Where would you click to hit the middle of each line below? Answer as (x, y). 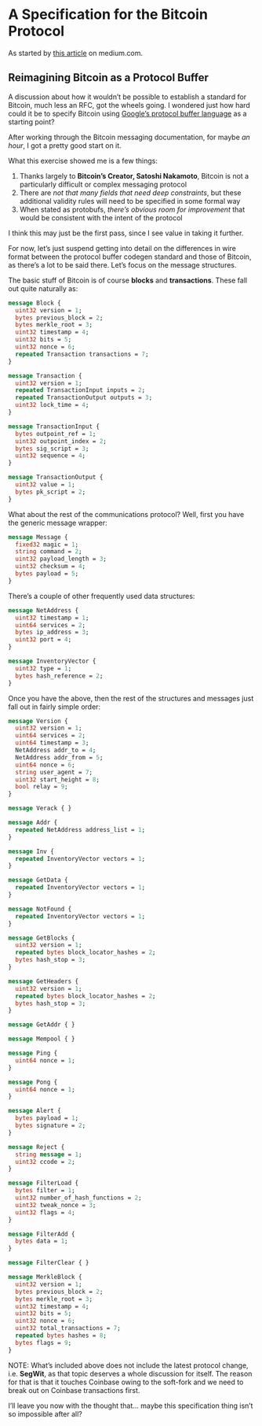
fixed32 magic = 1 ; (47, 545)
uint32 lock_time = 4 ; (52, 405)
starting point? (31, 122)
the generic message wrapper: (58, 523)
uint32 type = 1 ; (44, 668)
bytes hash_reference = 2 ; (59, 676)
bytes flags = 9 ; (44, 1343)
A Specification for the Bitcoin (108, 15)
